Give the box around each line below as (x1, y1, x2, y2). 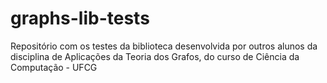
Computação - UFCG (10, 61, 98, 73)
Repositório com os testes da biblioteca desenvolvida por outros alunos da (10, 40, 318, 52)
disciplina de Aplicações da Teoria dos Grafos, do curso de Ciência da (10, 50, 300, 62)
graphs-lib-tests (10, 7, 150, 30)
